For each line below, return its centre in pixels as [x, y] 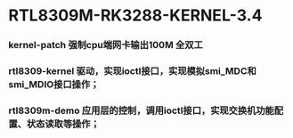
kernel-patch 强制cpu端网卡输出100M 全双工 [106, 45]
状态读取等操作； [63, 124]
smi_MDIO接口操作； [54, 85]
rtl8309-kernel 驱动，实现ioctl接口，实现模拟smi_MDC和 [133, 71]
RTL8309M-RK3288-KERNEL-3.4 [135, 16]
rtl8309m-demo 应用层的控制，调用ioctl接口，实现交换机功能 [142, 110]
